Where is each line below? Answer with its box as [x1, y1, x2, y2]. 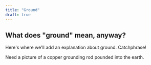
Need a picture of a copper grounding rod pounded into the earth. [5, 54, 144, 60]
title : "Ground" [5, 7, 40, 13]
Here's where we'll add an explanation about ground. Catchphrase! [5, 44, 147, 51]
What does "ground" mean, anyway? [5, 31, 126, 40]
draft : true [5, 12, 31, 17]
